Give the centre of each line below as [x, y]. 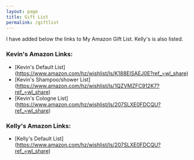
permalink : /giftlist [33, 22]
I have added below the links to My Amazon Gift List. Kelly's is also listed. [95, 39]
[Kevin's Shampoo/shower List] [53, 79]
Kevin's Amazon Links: [39, 55]
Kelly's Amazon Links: [39, 125]
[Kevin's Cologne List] [41, 98]
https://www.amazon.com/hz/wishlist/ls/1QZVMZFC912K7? [88, 86]
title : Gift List [27, 17]
